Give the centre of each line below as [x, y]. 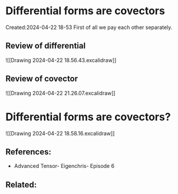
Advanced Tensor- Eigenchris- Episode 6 [64, 166]
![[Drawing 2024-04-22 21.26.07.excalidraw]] [60, 93]
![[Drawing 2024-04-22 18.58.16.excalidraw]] [60, 133]
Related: [21, 185]
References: [28, 152]
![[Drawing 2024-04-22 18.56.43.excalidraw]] [61, 60]
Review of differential [46, 46]
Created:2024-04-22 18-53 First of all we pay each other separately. [89, 27]
